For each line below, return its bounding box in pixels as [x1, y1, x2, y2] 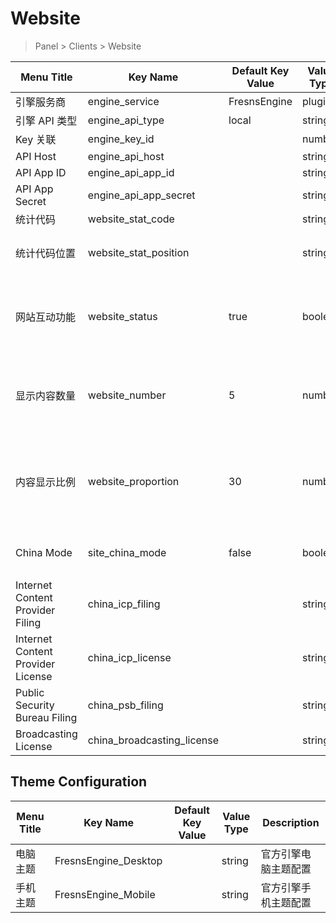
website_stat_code [87, 212, 175, 226]
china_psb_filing [87, 698, 164, 712]
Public [15, 685, 45, 699]
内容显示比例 [15, 475, 77, 489]
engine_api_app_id [87, 165, 175, 179]
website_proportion [87, 474, 180, 488]
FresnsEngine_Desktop [54, 853, 163, 867]
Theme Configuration [10, 773, 148, 791]
